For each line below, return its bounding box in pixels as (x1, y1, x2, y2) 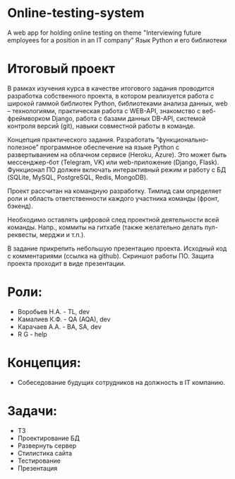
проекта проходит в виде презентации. (7, 259, 126, 267)
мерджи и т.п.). (40, 230, 86, 238)
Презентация (17, 463, 58, 472)
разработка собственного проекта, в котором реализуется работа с (7, 91, 214, 100)
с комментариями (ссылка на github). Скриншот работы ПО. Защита (7, 251, 214, 260)
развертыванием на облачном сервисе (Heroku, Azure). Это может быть (7, 150, 227, 158)
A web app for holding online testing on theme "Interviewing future (7, 28, 202, 37)
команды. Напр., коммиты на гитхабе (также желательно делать (7, 223, 203, 231)
